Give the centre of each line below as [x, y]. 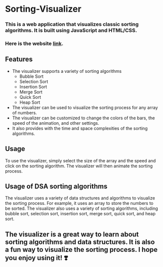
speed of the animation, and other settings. [56, 123]
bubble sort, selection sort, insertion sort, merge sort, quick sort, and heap [80, 214]
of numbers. [24, 112]
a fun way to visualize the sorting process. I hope [81, 250]
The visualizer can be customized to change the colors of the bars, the [83, 118]
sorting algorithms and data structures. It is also [80, 242]
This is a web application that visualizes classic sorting [72, 24]
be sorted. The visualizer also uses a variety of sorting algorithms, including [81, 208]
